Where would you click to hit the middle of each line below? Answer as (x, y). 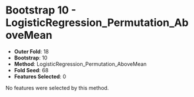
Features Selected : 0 (40, 76)
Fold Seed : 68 (31, 70)
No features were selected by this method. (57, 88)
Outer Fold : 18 (31, 51)
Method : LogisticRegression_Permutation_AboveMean (80, 64)
